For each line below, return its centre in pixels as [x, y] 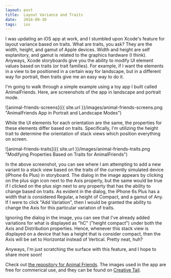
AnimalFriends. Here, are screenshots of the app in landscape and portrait [83, 92]
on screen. [17, 139]
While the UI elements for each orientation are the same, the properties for [84, 123]
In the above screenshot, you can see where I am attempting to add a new [83, 165]
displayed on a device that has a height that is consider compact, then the [83, 234]
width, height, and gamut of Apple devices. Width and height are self [78, 50]
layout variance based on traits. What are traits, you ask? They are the [79, 44]
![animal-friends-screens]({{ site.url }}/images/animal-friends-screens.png [84, 107]
